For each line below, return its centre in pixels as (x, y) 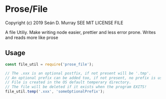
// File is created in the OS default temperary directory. (68, 82)
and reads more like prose (32, 37)
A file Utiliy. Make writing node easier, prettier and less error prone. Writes (81, 32)
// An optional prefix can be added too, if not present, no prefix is (80, 78)
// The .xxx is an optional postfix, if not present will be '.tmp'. (78, 73)
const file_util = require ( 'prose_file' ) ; (49, 64)
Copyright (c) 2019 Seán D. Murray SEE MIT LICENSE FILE (64, 23)
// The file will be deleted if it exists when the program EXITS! (76, 87)
